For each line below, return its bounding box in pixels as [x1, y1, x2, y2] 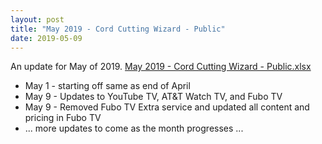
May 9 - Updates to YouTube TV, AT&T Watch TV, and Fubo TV [24, 91, 283, 103]
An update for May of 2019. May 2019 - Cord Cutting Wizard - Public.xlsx [10, 61, 312, 73]
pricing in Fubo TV [24, 112, 102, 124]
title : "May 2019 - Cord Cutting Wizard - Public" [10, 24, 226, 34]
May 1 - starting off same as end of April [24, 80, 191, 92]
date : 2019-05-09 [10, 33, 83, 43]
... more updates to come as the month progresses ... [24, 122, 244, 135]
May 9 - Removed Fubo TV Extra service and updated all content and [24, 101, 310, 113]
